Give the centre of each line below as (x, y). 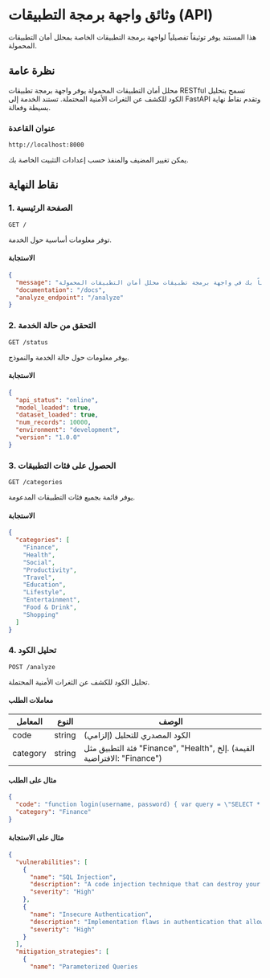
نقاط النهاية (33, 185)
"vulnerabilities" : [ (52, 862)
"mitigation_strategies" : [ (63, 952)
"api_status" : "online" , (57, 400)
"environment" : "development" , (68, 430)
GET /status (28, 342)
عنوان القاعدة (32, 128)
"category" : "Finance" (53, 812)
